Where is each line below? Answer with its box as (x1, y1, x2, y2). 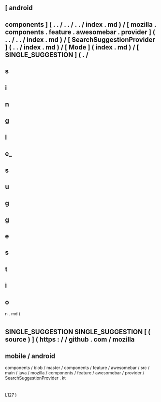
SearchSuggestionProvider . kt (5, 375, 66, 381)
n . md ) (5, 311, 21, 317)
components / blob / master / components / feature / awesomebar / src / (5, 365, 150, 370)
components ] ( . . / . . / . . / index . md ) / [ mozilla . (5, 20, 156, 29)
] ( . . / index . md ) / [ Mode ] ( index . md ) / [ (5, 43, 139, 51)
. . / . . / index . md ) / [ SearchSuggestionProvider (5, 35, 156, 44)
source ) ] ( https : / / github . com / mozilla (5, 336, 135, 344)
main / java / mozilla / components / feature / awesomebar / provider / (5, 370, 145, 376)
